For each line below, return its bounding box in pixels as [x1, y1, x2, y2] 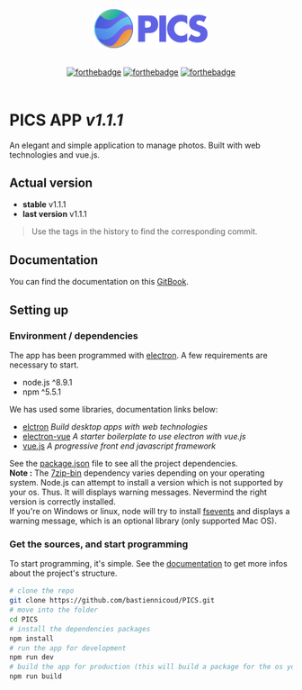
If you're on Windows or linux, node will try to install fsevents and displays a [9, 505, 290, 516]
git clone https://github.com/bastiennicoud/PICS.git [9, 596, 216, 605]
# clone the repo [9, 586, 75, 595]
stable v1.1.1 [22, 199, 67, 210]
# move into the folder [9, 605, 99, 615]
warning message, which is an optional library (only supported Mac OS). [9, 515, 277, 526]
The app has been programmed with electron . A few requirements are [9, 350, 268, 360]
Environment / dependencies [9, 329, 139, 341]
